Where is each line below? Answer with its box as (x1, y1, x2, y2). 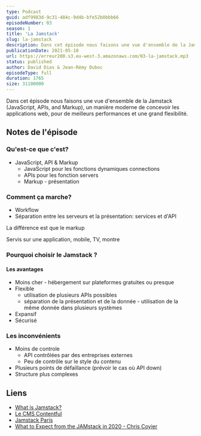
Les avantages (6, 265, 44, 272)
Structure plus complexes (14, 371, 78, 378)
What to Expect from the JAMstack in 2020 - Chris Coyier (14, 423, 157, 430)
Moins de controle (14, 345, 60, 352)
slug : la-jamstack (6, 36, 52, 42)
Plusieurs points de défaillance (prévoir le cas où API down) (14, 364, 162, 371)
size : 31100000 (6, 81, 44, 87)
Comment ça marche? (6, 192, 72, 201)
